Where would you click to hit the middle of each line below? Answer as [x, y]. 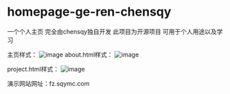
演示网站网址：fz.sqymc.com [48, 83]
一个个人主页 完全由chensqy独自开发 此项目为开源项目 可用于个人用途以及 [112, 31]
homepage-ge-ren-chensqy [89, 12]
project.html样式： [33, 69]
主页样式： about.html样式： [60, 54]
